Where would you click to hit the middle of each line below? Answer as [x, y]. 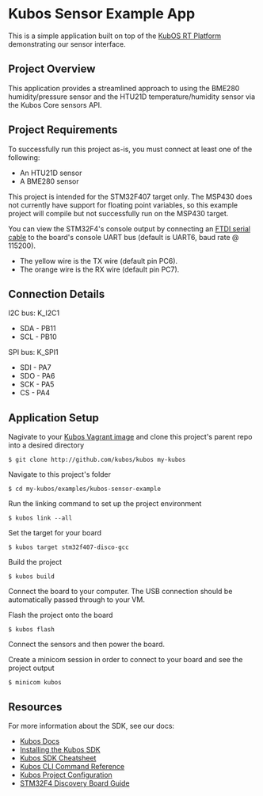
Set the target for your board [55, 533]
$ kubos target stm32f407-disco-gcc [69, 547]
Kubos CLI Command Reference [72, 766]
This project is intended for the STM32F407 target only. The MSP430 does [130, 196]
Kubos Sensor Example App [102, 14]
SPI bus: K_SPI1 [34, 352]
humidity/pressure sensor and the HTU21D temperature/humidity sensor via [132, 97]
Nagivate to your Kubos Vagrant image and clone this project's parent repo [130, 437]
